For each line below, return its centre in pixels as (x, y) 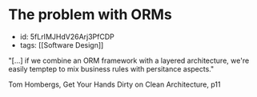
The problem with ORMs (90, 15)
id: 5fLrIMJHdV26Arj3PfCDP (67, 37)
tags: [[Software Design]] (62, 45)
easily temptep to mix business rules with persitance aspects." (111, 68)
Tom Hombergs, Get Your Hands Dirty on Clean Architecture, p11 (114, 84)
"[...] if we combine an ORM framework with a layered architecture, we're (129, 60)
